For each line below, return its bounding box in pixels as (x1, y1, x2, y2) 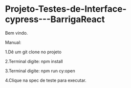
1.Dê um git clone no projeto (5, 49, 62, 55)
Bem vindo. (5, 30, 28, 36)
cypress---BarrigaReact (5, 14, 105, 25)
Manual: (5, 39, 22, 45)
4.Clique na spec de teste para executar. (5, 77, 87, 83)
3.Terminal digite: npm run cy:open (5, 67, 75, 74)
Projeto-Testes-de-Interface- (5, 3, 127, 15)
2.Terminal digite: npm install (5, 58, 63, 64)
